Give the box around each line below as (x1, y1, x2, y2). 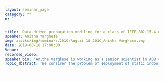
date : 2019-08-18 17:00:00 (5, 43, 60, 48)
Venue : (5, 47, 19, 52)
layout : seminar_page (5, 7, 49, 12)
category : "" (5, 12, 32, 17)
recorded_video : (5, 52, 38, 57)
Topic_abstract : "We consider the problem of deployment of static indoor (5, 61, 161, 66)
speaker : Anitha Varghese (5, 34, 58, 39)
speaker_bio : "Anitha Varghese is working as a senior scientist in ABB (5, 57, 156, 61)
